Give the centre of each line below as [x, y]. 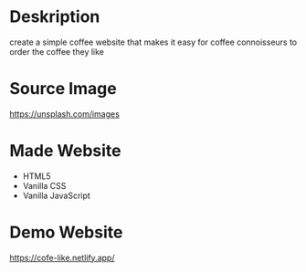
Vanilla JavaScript [57, 195]
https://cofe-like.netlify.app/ [62, 257]
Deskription [55, 17]
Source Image [63, 89]
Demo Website [66, 232]
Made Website [65, 151]
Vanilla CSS [44, 185]
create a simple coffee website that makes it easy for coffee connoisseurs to [153, 42]
